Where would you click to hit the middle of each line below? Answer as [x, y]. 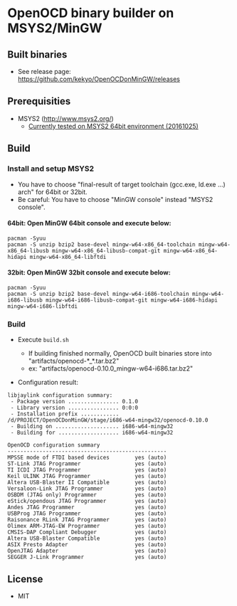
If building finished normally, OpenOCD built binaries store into [120, 353]
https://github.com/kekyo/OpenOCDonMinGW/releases [99, 79]
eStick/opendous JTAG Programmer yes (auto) [87, 501]
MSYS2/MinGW [55, 28]
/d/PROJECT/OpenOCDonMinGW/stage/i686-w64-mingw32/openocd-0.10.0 [108, 420]
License [25, 579]
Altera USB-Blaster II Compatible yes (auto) [87, 483]
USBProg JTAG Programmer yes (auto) [87, 514]
